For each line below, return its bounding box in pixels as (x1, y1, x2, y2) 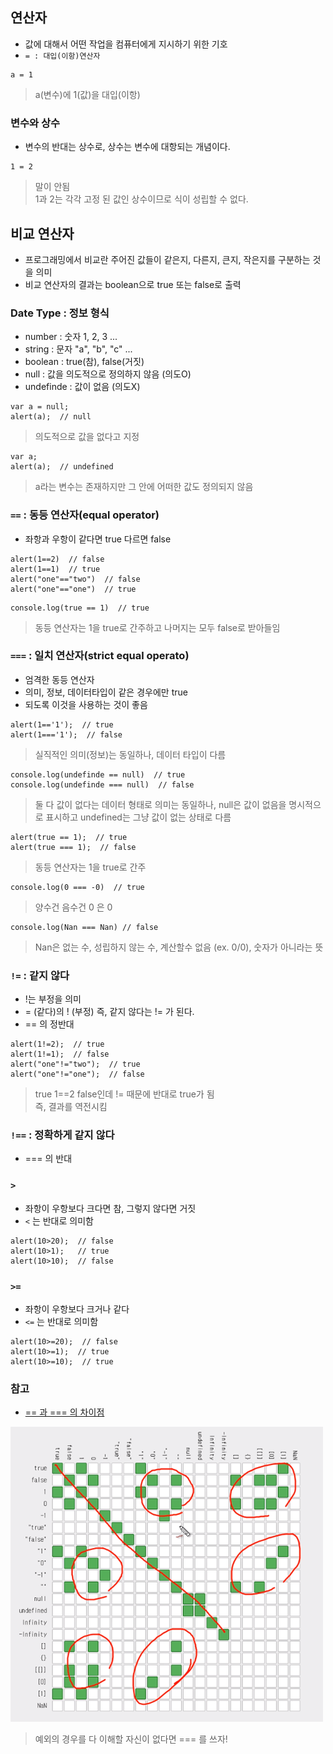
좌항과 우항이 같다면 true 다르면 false (24, 533, 172, 545)
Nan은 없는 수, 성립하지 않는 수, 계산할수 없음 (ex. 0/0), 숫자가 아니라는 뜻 (34, 941, 324, 953)
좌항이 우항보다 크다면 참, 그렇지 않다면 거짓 (24, 1202, 197, 1214)
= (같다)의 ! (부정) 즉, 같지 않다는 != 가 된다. (24, 1006, 195, 1018)
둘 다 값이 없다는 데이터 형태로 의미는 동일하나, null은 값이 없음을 (34, 798, 287, 810)
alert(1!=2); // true (10, 1039, 105, 1050)
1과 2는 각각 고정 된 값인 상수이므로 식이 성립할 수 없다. (34, 193, 249, 205)
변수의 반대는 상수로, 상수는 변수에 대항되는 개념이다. (24, 141, 231, 153)
